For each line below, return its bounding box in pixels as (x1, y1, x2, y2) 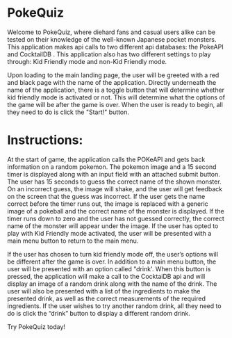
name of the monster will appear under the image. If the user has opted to (7, 221, 219, 230)
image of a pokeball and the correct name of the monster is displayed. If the (7, 207, 224, 215)
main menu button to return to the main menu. (7, 236, 139, 245)
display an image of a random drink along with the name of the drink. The (7, 280, 217, 288)
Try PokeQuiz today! (7, 322, 66, 331)
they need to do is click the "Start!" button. (7, 108, 130, 116)
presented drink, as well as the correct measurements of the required (7, 294, 206, 303)
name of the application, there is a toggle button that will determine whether (7, 86, 224, 94)
